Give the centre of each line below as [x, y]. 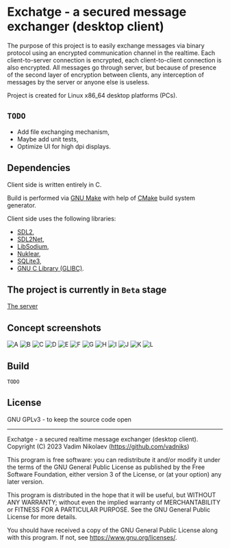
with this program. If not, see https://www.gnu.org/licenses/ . [92, 537]
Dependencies [39, 168]
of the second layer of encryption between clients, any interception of [105, 75]
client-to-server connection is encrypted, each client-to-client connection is [114, 60]
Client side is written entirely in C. [54, 184]
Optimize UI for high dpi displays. [64, 146]
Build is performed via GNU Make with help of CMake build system [101, 198]
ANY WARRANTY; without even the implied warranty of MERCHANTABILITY [114, 502]
